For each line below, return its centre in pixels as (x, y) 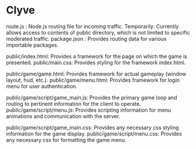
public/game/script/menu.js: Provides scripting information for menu (89, 110)
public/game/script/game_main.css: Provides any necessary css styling (93, 127)
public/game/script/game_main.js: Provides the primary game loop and (92, 98)
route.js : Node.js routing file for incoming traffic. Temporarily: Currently (92, 26)
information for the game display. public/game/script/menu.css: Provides (94, 134)
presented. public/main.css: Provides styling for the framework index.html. (96, 63)
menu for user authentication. (42, 86)
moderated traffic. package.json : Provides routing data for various (86, 39)
